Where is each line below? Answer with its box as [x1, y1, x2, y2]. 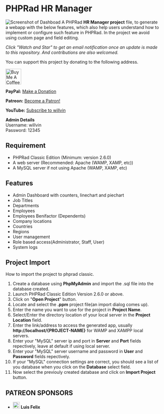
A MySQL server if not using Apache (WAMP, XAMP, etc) [12, 165, 127, 170]
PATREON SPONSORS [5, 389, 73, 397]
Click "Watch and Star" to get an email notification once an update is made [5, 44, 158, 50]
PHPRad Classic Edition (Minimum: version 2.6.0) [12, 154, 111, 160]
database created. [12, 286, 50, 292]
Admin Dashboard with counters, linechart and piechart [12, 192, 124, 198]
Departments [12, 202, 40, 208]
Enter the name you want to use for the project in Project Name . [12, 307, 142, 313]
